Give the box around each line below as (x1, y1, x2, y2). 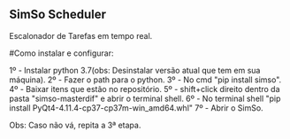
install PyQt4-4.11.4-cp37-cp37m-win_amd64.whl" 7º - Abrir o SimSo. (9, 102, 263, 113)
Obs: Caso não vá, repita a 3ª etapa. (9, 120, 141, 130)
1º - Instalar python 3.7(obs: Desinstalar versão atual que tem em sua (9, 65, 261, 75)
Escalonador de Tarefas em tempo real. (9, 30, 153, 41)
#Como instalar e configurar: (9, 48, 114, 58)
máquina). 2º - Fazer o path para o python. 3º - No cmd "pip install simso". (9, 74, 282, 85)
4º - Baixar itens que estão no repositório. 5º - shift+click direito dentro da (9, 83, 280, 94)
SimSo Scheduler (9, 7, 106, 22)
